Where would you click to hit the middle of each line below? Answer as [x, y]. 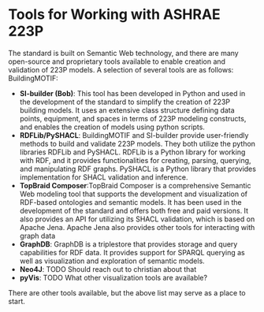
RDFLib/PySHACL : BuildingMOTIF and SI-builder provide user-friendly [134, 135]
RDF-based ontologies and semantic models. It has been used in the [130, 202]
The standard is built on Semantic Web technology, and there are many [123, 53]
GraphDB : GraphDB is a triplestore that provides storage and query [128, 244]
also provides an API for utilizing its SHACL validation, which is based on [137, 219]
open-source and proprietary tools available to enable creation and [117, 61]
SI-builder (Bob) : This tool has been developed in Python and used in [132, 93]
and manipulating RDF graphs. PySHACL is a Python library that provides [138, 169]
